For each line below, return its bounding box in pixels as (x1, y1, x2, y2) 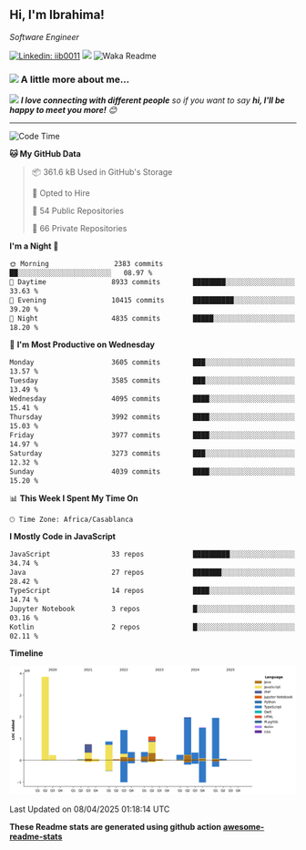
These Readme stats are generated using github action (9, 822, 221, 833)
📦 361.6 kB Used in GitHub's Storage (31, 167, 173, 178)
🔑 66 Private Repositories (31, 223, 127, 234)
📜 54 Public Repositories (31, 205, 125, 217)
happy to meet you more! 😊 (9, 105, 117, 116)
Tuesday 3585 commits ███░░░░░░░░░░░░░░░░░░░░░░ (9, 376, 296, 385)
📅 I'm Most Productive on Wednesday (9, 339, 155, 350)
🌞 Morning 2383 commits (9, 260, 164, 269)
